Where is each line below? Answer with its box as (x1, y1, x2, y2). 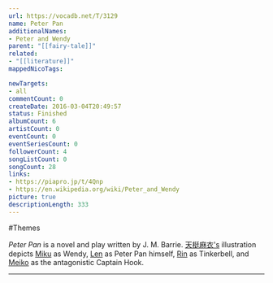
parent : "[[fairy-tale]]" (8, 42, 96, 50)
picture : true (8, 193, 57, 201)
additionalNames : (8, 27, 67, 35)
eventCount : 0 (8, 133, 57, 141)
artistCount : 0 (8, 125, 60, 133)
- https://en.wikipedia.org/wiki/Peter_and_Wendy (8, 185, 180, 194)
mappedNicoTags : (8, 65, 63, 73)
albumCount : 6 (8, 117, 57, 126)
